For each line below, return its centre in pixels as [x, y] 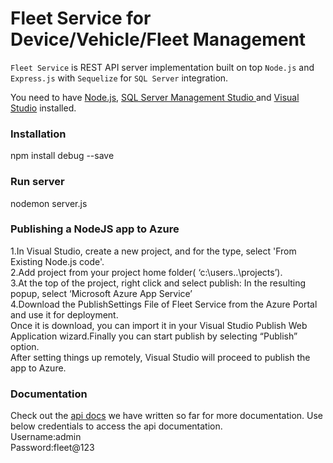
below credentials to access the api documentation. [116, 426]
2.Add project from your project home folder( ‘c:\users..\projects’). [146, 272]
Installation [38, 134]
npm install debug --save [62, 156]
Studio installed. [43, 108]
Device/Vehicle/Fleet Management [158, 39]
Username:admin [46, 437]
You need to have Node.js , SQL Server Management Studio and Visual [155, 97]
